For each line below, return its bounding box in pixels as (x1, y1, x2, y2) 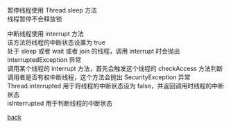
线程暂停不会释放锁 (7, 15, 62, 23)
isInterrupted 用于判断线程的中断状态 (7, 99, 113, 107)
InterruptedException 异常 (7, 56, 82, 64)
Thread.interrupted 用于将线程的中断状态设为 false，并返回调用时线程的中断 (7, 82, 224, 90)
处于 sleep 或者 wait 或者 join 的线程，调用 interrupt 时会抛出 (7, 47, 180, 55)
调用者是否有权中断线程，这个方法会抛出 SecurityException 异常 (7, 73, 191, 81)
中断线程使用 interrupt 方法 (7, 30, 85, 38)
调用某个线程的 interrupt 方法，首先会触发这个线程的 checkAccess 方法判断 (7, 65, 223, 72)
